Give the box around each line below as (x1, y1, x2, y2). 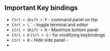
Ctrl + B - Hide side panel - (11, 37, 69, 43)
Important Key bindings (4, 4, 78, 12)
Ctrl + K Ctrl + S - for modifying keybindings (11, 32, 106, 38)
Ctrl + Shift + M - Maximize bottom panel (11, 26, 99, 33)
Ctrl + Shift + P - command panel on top (11, 16, 98, 22)
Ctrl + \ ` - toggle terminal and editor (11, 22, 88, 27)
